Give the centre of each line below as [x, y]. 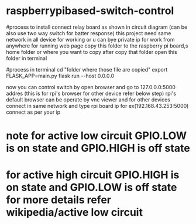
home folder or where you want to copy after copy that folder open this [92, 52]
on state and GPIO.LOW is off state [92, 187]
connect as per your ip [33, 112]
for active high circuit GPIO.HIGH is [93, 175]
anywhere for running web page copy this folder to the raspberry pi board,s [97, 46]
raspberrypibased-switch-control [90, 11]
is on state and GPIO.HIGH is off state [98, 148]
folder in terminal [27, 58]
